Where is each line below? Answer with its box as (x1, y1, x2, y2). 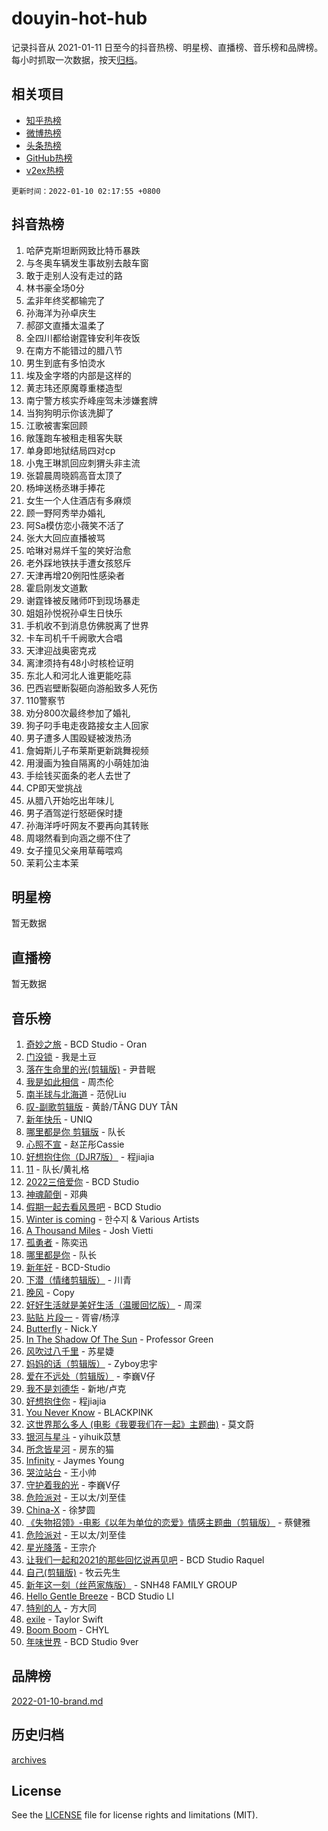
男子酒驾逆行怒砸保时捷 (25, 807, 123, 819)
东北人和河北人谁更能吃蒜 (25, 669, 132, 681)
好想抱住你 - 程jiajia (25, 1395, 107, 1407)
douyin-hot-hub (11, 7, 148, 30)
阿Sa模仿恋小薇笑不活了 (25, 519, 125, 531)
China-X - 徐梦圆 (25, 1504, 96, 1516)
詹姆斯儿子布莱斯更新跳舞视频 (25, 744, 149, 756)
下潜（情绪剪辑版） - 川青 (25, 1274, 133, 1286)
